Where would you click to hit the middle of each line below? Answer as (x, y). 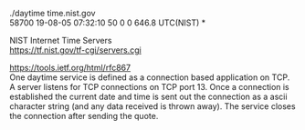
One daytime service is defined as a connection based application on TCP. (150, 77)
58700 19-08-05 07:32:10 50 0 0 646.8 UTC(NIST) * (108, 23)
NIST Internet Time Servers (61, 40)
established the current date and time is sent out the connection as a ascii (148, 96)
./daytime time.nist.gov (53, 13)
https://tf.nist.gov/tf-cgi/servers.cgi (75, 50)
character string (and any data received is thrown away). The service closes (152, 106)
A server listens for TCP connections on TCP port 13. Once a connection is (149, 87)
